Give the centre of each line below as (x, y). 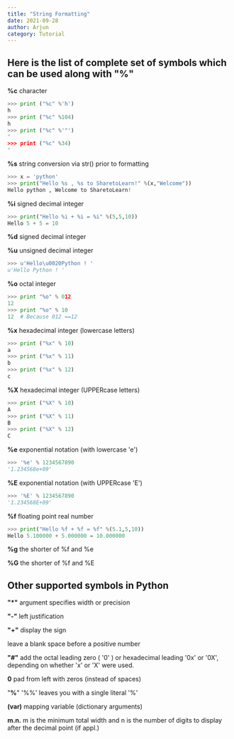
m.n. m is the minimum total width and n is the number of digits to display (115, 721)
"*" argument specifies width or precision (69, 602)
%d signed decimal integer (47, 237)
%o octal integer (32, 284)
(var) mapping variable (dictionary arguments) (75, 707)
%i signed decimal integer (46, 203)
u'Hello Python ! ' (36, 270)
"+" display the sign (37, 630)
